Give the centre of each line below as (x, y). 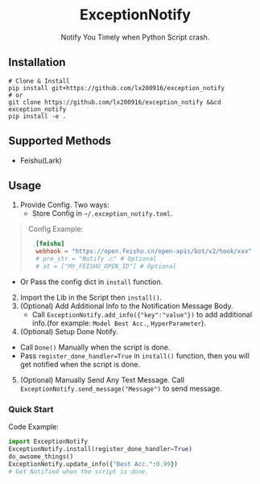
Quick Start (31, 409)
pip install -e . (37, 116)
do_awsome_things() (41, 457)
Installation (37, 62)
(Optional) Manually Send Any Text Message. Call (102, 379)
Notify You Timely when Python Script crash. (135, 37)
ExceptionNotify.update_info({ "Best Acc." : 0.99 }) (93, 464)
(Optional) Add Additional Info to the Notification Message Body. (126, 306)
